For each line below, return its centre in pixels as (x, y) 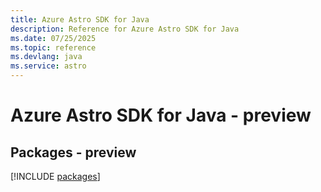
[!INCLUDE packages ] (55, 176)
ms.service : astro (48, 66)
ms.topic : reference (53, 47)
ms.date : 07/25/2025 (53, 38)
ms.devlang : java (46, 57)
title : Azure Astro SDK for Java (80, 19)
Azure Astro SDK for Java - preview (161, 115)
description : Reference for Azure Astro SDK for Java (125, 29)
